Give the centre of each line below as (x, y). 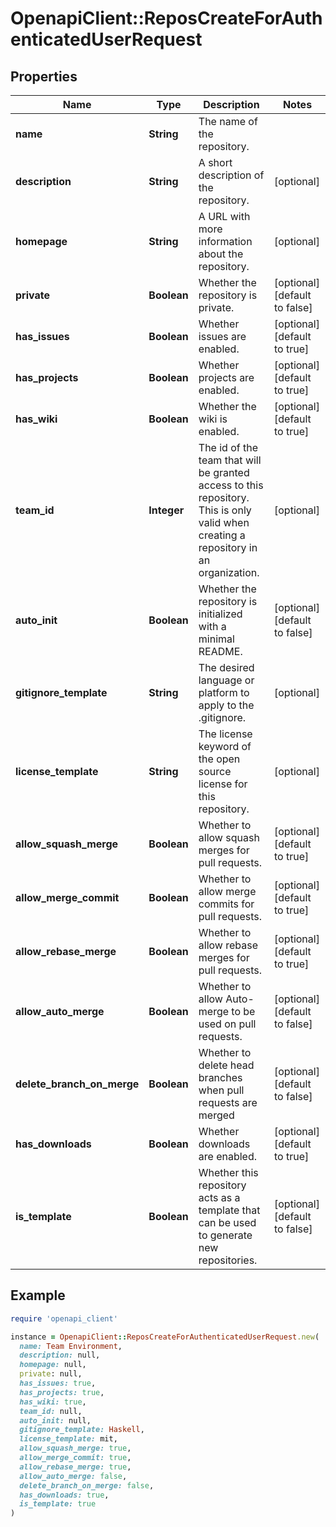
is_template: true (58, 1504)
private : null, (51, 1374)
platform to (224, 692)
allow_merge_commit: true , (75, 1458)
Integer (166, 510)
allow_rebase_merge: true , (75, 1467)
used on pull (227, 1024)
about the (221, 254)
